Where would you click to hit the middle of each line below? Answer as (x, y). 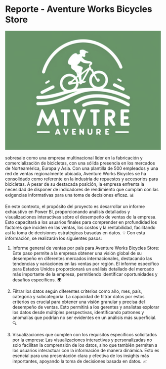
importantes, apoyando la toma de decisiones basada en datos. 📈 (80, 361)
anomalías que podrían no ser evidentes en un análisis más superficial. (84, 317)
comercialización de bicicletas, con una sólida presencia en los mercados (80, 163)
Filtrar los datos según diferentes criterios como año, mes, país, (77, 291)
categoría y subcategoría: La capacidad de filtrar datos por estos (78, 296)
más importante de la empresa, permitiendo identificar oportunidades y (85, 274)
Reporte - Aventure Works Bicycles (79, 9)
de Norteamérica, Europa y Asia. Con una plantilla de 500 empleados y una (82, 168)
